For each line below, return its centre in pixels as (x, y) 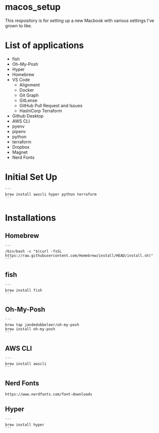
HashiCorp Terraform (41, 111)
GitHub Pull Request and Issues (51, 105)
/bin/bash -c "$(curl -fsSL (34, 251)
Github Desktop (28, 116)
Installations (31, 218)
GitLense (28, 100)
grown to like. (19, 25)
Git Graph (29, 95)
